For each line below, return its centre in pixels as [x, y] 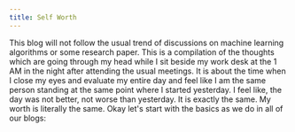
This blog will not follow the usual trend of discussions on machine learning [147, 43]
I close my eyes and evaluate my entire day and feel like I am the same [138, 80]
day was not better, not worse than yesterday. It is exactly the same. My [140, 99]
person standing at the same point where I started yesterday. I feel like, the [145, 89]
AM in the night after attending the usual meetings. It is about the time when [147, 71]
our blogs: [28, 118]
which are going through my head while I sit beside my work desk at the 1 [143, 61]
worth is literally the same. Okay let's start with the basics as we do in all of [146, 108]
